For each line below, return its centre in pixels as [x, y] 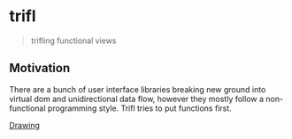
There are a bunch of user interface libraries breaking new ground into [138, 89]
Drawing [24, 125]
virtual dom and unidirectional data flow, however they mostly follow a [136, 99]
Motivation [40, 68]
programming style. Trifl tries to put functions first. [139, 108]
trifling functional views [73, 40]
